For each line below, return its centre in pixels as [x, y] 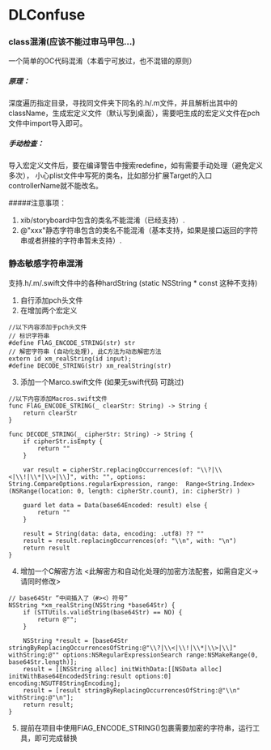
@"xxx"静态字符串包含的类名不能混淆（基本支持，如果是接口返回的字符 [139, 231]
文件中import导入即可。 [48, 123]
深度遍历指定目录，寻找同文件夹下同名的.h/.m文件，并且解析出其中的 [123, 103]
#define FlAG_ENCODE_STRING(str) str [72, 343]
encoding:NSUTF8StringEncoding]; [65, 683]
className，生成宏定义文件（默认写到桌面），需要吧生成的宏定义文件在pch [134, 113]
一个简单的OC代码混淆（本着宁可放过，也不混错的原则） [102, 61]
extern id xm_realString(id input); [70, 359]
